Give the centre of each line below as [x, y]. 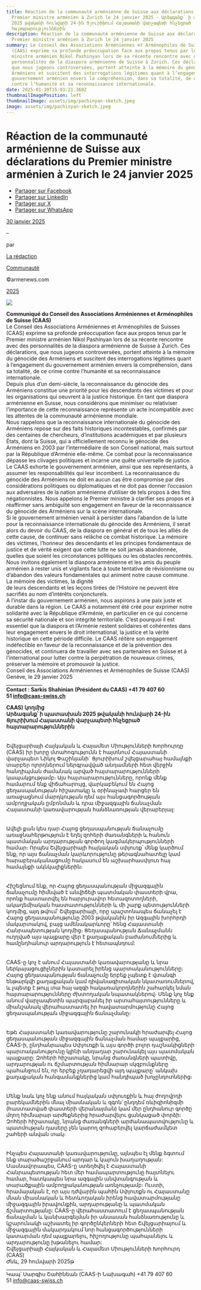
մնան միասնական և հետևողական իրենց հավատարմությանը [93, 1198]
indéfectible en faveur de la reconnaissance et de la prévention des [89, 645]
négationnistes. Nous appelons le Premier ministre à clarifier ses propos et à [100, 499]
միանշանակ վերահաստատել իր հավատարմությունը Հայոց [90, 1007]
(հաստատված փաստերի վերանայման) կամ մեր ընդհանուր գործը [99, 1108]
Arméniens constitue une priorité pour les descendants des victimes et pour [100, 391]
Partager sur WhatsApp [44, 210]
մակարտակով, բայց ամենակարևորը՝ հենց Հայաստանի [85, 924]
